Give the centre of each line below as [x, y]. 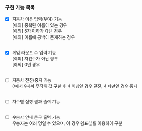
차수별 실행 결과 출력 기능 [36, 102]
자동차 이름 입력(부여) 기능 [37, 19]
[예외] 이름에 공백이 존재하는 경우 [43, 37]
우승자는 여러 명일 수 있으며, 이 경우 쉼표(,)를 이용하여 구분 [67, 123]
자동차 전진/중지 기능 [32, 80]
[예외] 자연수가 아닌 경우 [35, 58]
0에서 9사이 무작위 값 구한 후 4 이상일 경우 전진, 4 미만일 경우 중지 [75, 86]
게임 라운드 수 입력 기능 [34, 53]
